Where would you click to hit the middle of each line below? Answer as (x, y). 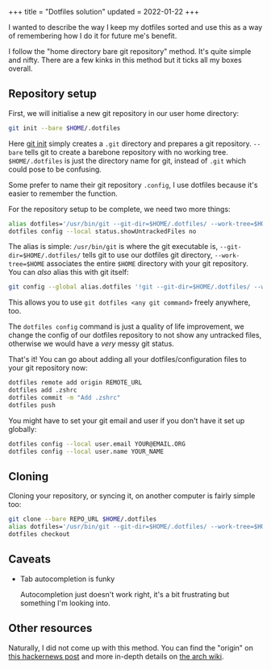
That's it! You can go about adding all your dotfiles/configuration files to (128, 359)
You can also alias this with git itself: (69, 272)
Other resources (50, 628)
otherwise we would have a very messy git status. (92, 344)
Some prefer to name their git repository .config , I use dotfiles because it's (133, 185)
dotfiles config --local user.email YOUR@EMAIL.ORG (97, 444)
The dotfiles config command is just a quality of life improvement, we (126, 326)
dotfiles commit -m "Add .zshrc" (65, 398)
